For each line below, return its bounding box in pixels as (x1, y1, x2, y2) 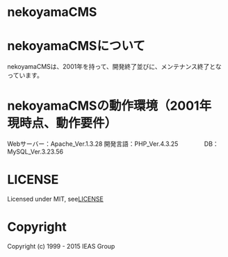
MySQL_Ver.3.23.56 (7, 147, 64, 156)
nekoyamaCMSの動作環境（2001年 (7, 98, 212, 114)
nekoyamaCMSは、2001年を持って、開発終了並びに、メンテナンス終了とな (7, 63, 222, 71)
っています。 (7, 71, 43, 80)
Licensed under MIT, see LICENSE (7, 195, 104, 203)
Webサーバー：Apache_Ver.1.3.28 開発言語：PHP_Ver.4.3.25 (7, 140, 179, 148)
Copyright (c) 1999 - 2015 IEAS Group (7, 242, 115, 250)
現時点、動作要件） (7, 115, 117, 131)
